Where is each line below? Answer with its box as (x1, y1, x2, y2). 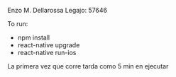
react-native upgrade (17, 41, 80, 49)
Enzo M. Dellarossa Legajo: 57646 (7, 6, 108, 14)
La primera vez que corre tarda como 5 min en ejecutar (7, 62, 169, 70)
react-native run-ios (17, 49, 77, 57)
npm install (17, 33, 50, 42)
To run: (7, 20, 28, 28)
